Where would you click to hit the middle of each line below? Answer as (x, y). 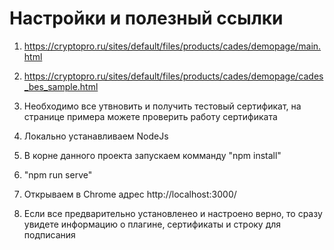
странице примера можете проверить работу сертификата (150, 116)
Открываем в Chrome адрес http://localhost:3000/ (130, 194)
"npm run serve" (58, 174)
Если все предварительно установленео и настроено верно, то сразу (173, 213)
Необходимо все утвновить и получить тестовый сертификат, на (162, 106)
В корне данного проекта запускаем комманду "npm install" (152, 155)
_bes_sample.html (61, 86)
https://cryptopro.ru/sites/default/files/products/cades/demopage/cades (173, 76)
